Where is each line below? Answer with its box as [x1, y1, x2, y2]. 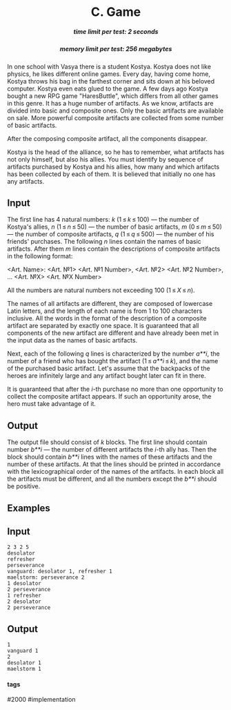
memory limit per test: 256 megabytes [59, 45, 172, 53]
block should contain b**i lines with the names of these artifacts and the [7, 453, 212, 461]
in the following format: [7, 252, 73, 260]
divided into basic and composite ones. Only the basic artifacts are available [7, 106, 224, 115]
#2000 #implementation [7, 695, 76, 704]
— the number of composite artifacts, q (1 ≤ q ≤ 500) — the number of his [7, 230, 214, 238]
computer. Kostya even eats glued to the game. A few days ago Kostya [7, 84, 208, 93]
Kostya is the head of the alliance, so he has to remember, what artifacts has [7, 148, 225, 156]
